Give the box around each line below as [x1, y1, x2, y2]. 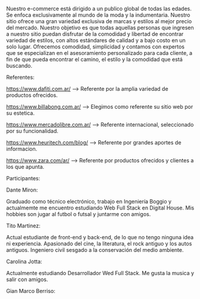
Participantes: [6, 175, 41, 181]
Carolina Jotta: [6, 258, 42, 265]
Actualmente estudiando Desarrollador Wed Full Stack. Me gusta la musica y [6, 270, 195, 276]
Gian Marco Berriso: [6, 288, 56, 294]
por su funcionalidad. [6, 128, 59, 134]
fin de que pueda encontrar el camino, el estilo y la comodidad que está [6, 56, 183, 63]
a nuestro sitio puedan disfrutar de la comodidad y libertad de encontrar [6, 30, 184, 38]
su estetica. [6, 110, 35, 116]
